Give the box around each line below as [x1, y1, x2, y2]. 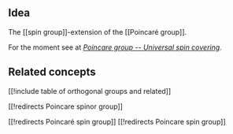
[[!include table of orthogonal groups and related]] [8, 86, 172, 95]
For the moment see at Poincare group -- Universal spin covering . [8, 43, 222, 52]
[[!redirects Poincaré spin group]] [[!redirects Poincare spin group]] [8, 117, 226, 126]
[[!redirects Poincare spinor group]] [8, 102, 124, 111]
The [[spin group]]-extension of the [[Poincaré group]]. [8, 27, 187, 36]
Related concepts [8, 65, 96, 79]
